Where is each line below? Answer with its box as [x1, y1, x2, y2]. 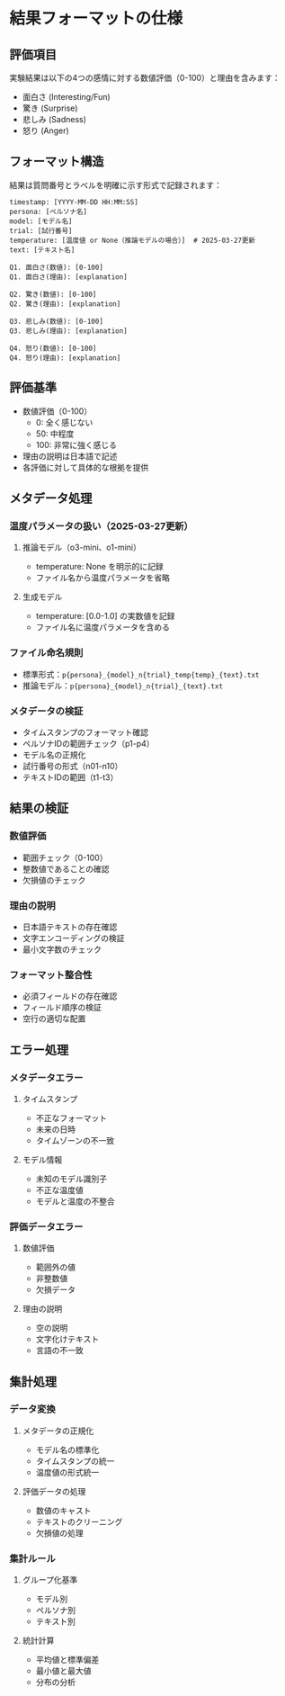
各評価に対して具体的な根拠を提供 [22, 462, 149, 472]
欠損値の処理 [35, 1527, 84, 1539]
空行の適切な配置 [22, 1013, 86, 1024]
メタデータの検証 [9, 704, 84, 717]
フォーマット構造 [9, 154, 104, 169]
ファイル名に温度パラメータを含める [35, 622, 171, 633]
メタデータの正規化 [22, 1425, 94, 1436]
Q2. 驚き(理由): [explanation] [9, 299, 121, 309]
